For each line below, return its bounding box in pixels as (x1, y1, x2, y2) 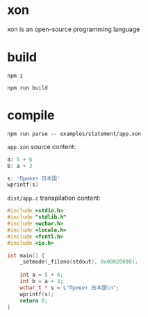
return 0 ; (19, 297, 49, 304)
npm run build (7, 84, 49, 92)
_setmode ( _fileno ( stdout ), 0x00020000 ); (19, 259, 138, 266)
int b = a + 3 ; (19, 278, 64, 285)
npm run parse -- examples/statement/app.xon (7, 130, 141, 137)
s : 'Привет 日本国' (7, 175, 60, 182)
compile (7, 108, 55, 123)
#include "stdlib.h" (7, 214, 67, 221)
